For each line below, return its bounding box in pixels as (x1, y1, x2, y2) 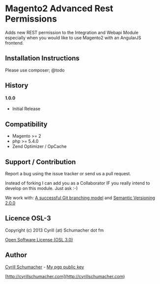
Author (5, 251, 27, 260)
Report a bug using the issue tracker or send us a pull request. (5, 170, 132, 176)
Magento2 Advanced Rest (5, 3, 114, 14)
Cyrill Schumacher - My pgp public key (5, 264, 84, 270)
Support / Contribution (5, 158, 76, 166)
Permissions (5, 13, 57, 24)
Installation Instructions (5, 54, 80, 63)
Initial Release (12, 106, 41, 112)
